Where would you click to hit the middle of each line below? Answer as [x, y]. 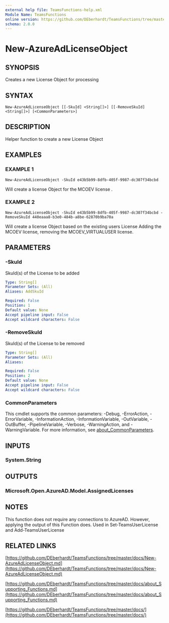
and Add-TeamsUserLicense [35, 530]
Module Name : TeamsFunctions [36, 15]
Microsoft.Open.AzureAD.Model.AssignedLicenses [69, 491]
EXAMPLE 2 [20, 202]
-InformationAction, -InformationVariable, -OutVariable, [92, 419]
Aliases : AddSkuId [24, 292]
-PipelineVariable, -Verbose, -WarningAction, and [78, 425]
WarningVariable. [23, 430]
